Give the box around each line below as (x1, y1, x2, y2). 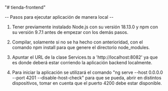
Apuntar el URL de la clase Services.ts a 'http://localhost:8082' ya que (12, 54, 158, 60)
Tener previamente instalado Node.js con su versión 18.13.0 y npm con (12, 24, 158, 30)
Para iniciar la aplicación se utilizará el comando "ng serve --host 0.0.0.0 (12, 69, 163, 75)
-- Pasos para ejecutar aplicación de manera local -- (5, 14, 114, 20)
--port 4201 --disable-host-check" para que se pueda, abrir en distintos (12, 75, 161, 80)
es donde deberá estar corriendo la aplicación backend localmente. (12, 60, 152, 65)
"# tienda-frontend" (5, 5, 46, 10)
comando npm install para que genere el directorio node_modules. (12, 44, 150, 50)
